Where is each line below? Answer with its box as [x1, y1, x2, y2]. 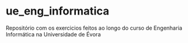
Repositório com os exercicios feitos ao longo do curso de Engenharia [6, 24, 182, 31]
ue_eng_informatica [6, 4, 110, 18]
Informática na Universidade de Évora [6, 30, 101, 38]
